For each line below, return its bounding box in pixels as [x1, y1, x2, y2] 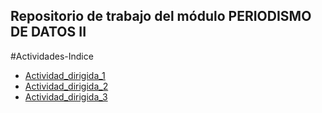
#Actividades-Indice [10, 50, 94, 62]
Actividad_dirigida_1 [24, 69, 106, 81]
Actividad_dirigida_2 [24, 80, 109, 92]
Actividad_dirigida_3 [24, 90, 108, 103]
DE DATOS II [10, 24, 87, 41]
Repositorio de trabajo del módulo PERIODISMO [10, 8, 312, 25]
